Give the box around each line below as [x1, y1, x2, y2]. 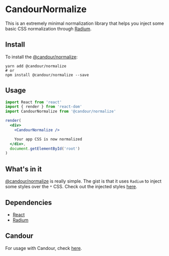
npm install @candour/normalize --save [5, 72, 89, 77]
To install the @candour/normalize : [5, 54, 78, 60]
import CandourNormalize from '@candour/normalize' [5, 109, 116, 114]
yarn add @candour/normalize [5, 63, 67, 69]
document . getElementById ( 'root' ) [10, 146, 80, 151]
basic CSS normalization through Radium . [5, 25, 92, 31]
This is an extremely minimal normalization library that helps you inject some [5, 20, 164, 26]
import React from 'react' [5, 100, 62, 105]
